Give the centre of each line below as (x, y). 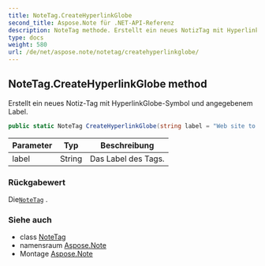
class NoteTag (43, 237)
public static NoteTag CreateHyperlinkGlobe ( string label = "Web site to (132, 126)
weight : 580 (28, 45)
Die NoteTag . (28, 199)
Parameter (32, 145)
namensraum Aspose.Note (63, 245)
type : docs (26, 37)
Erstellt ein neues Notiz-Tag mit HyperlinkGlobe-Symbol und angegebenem (131, 103)
